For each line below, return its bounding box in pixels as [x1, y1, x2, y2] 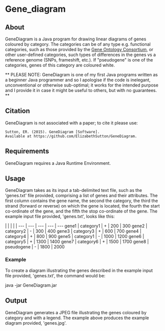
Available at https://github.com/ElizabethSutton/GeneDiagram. [5, 134, 137, 139]
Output [5, 297, 27, 305]
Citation [5, 107, 30, 115]
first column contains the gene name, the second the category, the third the [5, 198, 158, 204]
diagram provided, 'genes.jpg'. [5, 320, 67, 326]
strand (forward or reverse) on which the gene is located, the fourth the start [5, 203, 160, 209]
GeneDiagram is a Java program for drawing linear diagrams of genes [5, 36, 146, 42]
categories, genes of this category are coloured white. [5, 62, 115, 68]
